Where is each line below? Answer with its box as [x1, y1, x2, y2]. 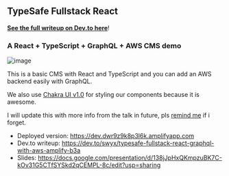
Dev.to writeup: [16, 139, 60, 147]
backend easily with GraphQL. [7, 77, 93, 85]
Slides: [16, 154, 36, 162]
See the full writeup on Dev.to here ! [7, 23, 110, 32]
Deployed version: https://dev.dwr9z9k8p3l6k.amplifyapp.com [16, 132, 195, 140]
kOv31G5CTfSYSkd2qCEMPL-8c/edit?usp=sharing [16, 161, 161, 169]
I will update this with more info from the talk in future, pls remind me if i [7, 111, 210, 120]
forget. [7, 118, 26, 126]
